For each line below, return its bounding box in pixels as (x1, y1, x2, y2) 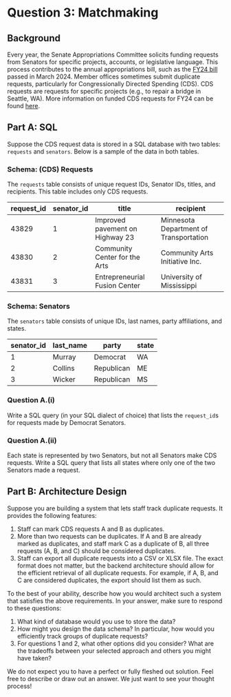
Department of (160, 224, 208, 233)
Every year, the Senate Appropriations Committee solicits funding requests (7, 50, 219, 59)
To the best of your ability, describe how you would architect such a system (7, 589, 221, 597)
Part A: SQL (7, 122, 58, 134)
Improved (95, 216, 126, 225)
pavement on (95, 224, 137, 233)
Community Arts (160, 248, 214, 258)
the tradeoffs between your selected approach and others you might (16, 646, 211, 655)
